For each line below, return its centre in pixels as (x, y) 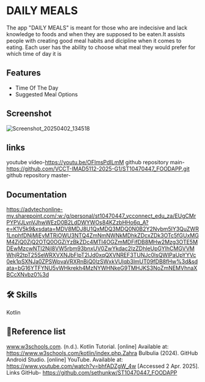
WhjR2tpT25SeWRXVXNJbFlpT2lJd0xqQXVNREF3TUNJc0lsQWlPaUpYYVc (101, 255)
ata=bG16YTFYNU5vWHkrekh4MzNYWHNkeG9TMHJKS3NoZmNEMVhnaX (102, 268)
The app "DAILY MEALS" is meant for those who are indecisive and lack (97, 28)
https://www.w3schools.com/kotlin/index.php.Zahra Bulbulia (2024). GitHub (102, 353)
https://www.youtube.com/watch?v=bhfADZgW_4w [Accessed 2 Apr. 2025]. (103, 366)
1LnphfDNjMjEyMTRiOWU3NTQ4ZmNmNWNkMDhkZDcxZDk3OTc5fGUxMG (102, 235)
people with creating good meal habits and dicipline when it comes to (94, 40)
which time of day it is (34, 53)
